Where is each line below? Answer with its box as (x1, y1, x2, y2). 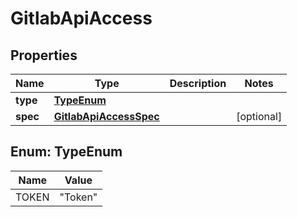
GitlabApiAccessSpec (53, 110, 160, 123)
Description (169, 77, 227, 90)
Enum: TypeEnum (10, 143, 123, 161)
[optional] (236, 110, 283, 123)
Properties (10, 47, 78, 64)
